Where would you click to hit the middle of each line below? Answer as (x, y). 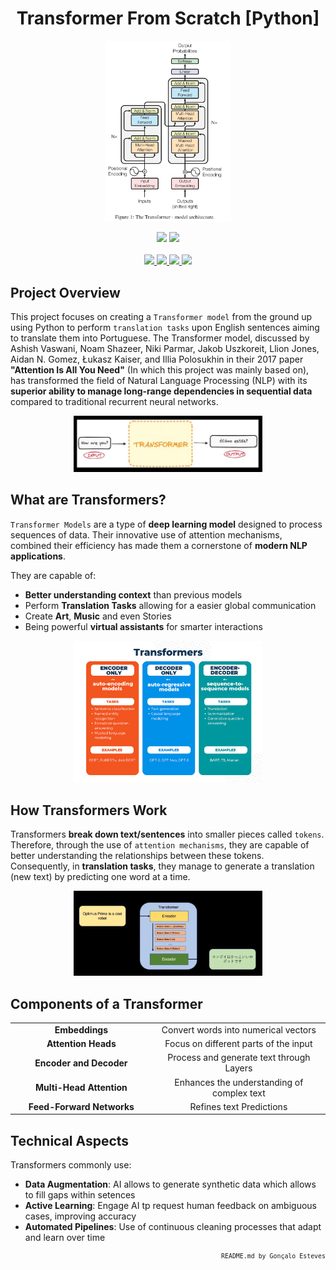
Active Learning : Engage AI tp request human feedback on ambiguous (171, 1206)
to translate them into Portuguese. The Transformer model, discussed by (160, 338)
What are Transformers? (88, 500)
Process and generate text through (239, 1058)
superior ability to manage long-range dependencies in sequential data (161, 391)
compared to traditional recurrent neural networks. (114, 402)
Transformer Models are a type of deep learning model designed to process (166, 524)
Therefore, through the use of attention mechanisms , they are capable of (160, 845)
